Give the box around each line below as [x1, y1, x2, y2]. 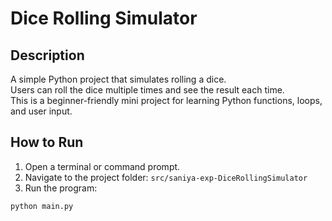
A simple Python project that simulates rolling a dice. [10, 73, 227, 85]
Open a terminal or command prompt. [24, 160, 181, 172]
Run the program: [24, 182, 98, 194]
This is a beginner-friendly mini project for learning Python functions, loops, [10, 95, 323, 106]
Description [10, 47, 85, 64]
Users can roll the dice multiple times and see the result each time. [10, 84, 285, 96]
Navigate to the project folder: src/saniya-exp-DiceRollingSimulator [24, 171, 308, 183]
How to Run [10, 134, 84, 151]
